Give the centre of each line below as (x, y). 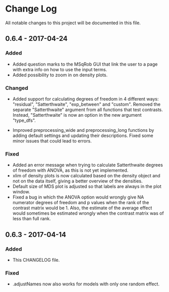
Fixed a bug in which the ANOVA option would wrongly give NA (78, 197)
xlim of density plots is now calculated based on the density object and (86, 176)
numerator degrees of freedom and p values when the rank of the (81, 203)
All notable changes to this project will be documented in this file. (73, 23)
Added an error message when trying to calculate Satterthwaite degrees (88, 165)
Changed (17, 88)
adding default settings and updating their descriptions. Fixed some (83, 135)
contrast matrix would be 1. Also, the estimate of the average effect (82, 208)
